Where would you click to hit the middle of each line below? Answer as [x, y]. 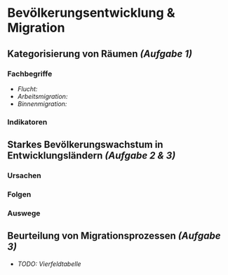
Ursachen [25, 175]
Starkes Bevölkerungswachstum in [85, 145]
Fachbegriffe [30, 74]
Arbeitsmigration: [42, 96]
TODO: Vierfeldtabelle [49, 264]
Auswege [24, 213]
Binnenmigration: [42, 104]
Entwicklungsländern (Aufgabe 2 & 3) [92, 156]
